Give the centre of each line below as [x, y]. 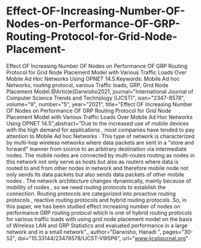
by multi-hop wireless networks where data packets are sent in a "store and [100, 142]
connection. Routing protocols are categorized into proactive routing [91, 193]
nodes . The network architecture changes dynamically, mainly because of [99, 181]
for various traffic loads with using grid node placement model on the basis [99, 219]
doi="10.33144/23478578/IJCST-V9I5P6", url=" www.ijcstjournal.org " [103, 238]
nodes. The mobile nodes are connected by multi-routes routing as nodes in [100, 155]
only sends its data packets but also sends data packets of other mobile [95, 174]
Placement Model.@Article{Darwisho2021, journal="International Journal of [100, 91]
